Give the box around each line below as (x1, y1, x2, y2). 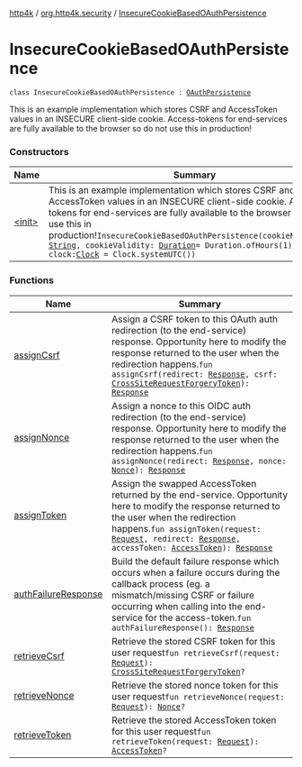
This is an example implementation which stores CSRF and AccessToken (9, 104, 278, 114)
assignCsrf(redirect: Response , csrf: (111, 369, 278, 379)
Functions (9, 274, 54, 287)
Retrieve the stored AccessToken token (111, 714, 277, 726)
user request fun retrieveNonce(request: (111, 689, 285, 702)
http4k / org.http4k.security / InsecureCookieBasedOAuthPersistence (9, 8, 267, 18)
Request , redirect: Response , (111, 534, 241, 543)
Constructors (9, 145, 69, 158)
